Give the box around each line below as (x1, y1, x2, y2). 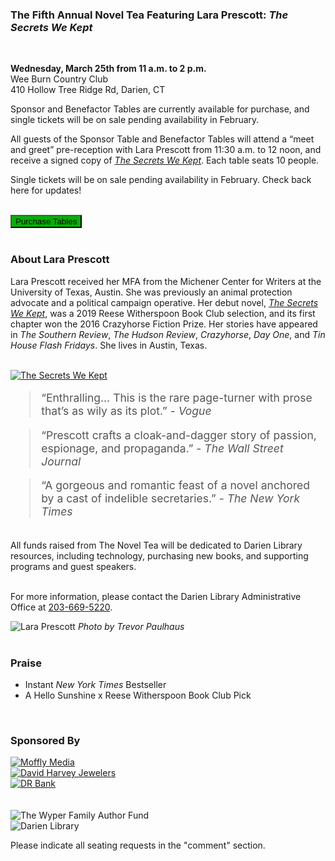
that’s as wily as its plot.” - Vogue (41, 404, 212, 418)
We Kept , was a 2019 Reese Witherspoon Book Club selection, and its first (10, 307, 316, 319)
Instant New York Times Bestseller (24, 678, 167, 690)
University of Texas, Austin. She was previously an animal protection (10, 286, 293, 298)
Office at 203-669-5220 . (10, 601, 113, 613)
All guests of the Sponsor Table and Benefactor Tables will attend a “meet (10, 133, 315, 145)
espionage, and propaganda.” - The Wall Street (41, 441, 284, 455)
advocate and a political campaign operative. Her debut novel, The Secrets (10, 296, 319, 308)
